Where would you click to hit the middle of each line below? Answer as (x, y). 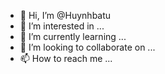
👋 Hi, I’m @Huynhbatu (65, 15)
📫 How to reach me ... (66, 58)
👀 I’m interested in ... (62, 26)
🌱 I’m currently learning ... (73, 36)
